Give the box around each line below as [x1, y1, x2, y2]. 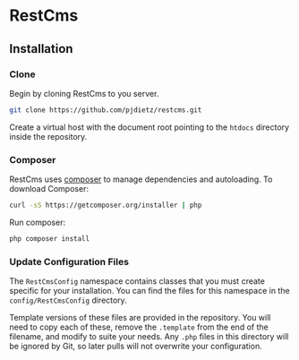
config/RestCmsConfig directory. [9, 295, 127, 305]
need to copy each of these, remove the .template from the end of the [9, 321, 269, 332]
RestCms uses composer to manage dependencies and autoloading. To [9, 174, 273, 184]
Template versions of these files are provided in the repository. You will [9, 313, 271, 323]
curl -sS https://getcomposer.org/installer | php [9, 201, 202, 210]
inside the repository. [9, 131, 88, 141]
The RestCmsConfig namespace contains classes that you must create [9, 276, 266, 287]
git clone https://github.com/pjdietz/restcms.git [9, 105, 202, 115]
